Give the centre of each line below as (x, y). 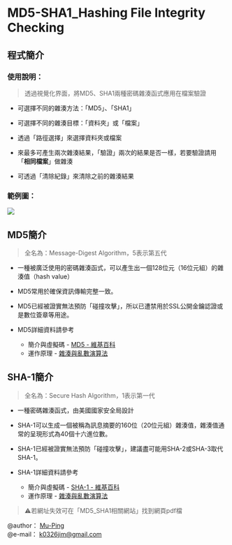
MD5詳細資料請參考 (46, 329)
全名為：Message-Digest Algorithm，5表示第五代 (95, 253)
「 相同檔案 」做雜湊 (45, 161)
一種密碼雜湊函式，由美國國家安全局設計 (75, 410)
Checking (36, 28)
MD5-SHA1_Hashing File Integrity (107, 13)
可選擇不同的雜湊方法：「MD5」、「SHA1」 (76, 108)
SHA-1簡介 (30, 377)
